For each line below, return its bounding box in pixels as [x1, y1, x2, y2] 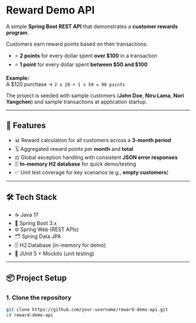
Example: [6, 74, 30, 81]
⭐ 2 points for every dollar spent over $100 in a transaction [14, 52, 157, 59]
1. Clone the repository [6, 293, 72, 301]
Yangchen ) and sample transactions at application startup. [6, 98, 148, 105]
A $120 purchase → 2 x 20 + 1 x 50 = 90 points [6, 80, 125, 88]
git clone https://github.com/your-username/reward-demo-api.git [6, 307, 168, 313]
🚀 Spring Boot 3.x [14, 219, 57, 226]
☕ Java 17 [14, 211, 39, 218]
